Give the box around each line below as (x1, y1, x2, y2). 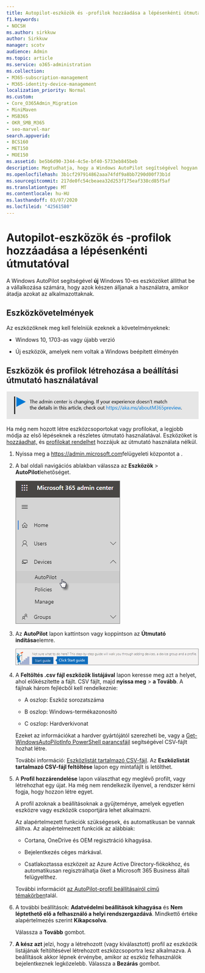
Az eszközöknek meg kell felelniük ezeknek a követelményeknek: (6, 324, 170, 331)
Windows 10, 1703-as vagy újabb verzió (15, 336, 115, 343)
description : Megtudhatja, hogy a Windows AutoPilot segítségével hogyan (6, 165, 198, 171)
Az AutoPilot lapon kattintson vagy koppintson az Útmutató (15, 630, 166, 637)
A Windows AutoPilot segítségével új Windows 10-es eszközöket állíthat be (6, 277, 195, 284)
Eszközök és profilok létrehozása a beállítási (6, 366, 179, 376)
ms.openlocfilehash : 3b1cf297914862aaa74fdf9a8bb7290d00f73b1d (6, 171, 171, 178)
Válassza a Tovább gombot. (15, 928, 86, 936)
